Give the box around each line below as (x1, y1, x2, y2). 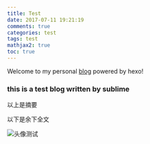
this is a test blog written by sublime (7, 84, 130, 93)
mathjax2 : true (7, 42, 51, 49)
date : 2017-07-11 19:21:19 (7, 16, 84, 23)
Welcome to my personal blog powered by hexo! (7, 67, 144, 75)
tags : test (7, 36, 38, 43)
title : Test (7, 10, 41, 17)
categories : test (7, 29, 57, 36)
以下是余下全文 (7, 115, 49, 123)
